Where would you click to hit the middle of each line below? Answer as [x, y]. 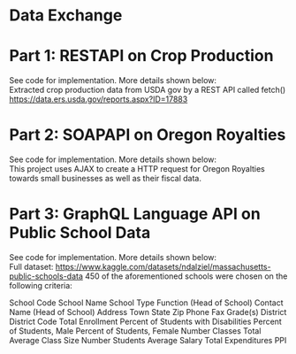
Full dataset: [31, 267]
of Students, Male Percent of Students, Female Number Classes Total [135, 331]
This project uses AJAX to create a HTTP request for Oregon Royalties [137, 169]
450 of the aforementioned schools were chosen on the [186, 276]
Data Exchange [66, 15]
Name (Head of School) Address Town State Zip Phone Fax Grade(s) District [148, 312]
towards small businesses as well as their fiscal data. [105, 179]
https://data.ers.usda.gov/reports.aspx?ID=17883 [99, 99]
